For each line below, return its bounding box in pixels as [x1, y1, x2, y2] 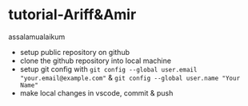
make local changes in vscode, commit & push [19, 88, 174, 97]
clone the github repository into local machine [19, 56, 172, 65]
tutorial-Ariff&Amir [8, 6, 137, 24]
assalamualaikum [8, 32, 66, 41]
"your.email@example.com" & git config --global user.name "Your [19, 73, 241, 82]
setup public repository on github [19, 47, 130, 57]
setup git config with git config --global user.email [19, 64, 198, 73]
